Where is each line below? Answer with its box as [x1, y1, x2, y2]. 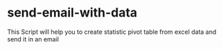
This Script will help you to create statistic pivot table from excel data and [7, 28, 217, 36]
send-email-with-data [7, 5, 138, 21]
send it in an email [7, 35, 59, 43]
